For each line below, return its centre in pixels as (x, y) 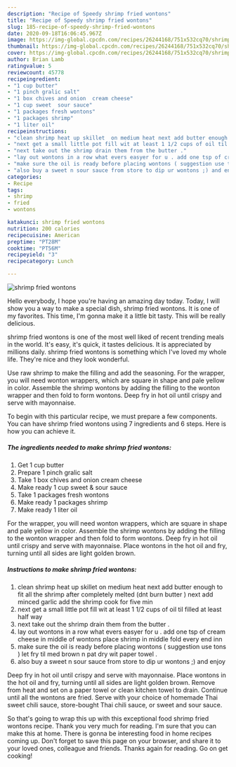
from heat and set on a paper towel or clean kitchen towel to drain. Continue (118, 690)
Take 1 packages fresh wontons (63, 495)
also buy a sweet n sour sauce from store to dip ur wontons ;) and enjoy (122, 661)
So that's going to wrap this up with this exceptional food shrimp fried (108, 718)
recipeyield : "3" (33, 255)
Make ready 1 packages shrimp (63, 502)
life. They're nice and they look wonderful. (68, 359)
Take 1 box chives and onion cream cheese (80, 480)
